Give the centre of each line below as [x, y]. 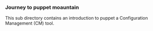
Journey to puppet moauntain [42, 7]
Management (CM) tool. [30, 23]
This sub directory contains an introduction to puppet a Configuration [77, 18]
